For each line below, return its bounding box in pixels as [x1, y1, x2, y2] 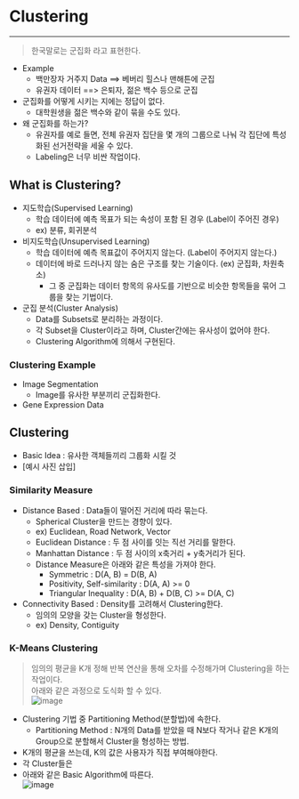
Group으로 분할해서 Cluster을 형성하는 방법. [35, 736, 190, 747]
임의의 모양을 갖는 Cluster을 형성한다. [35, 609, 166, 620]
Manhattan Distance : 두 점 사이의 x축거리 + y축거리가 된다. [35, 548, 246, 559]
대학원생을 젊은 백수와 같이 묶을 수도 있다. [35, 107, 181, 117]
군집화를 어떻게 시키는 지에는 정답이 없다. [21, 95, 166, 106]
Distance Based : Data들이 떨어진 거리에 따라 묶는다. [21, 505, 208, 516]
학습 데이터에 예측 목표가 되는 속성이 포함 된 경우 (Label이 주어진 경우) [35, 214, 279, 224]
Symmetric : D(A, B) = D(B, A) [48, 569, 158, 580]
